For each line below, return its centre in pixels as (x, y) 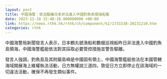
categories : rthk (23, 28)
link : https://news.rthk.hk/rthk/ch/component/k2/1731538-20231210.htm (81, 23)
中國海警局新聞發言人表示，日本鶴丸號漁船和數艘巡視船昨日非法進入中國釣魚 (83, 43)
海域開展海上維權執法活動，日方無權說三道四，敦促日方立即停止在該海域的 (81, 66)
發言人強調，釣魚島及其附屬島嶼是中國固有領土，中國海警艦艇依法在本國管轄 (83, 59)
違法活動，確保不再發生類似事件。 (44, 72)
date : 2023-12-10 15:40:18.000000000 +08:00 (52, 19)
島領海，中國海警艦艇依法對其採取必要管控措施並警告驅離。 (66, 49)
